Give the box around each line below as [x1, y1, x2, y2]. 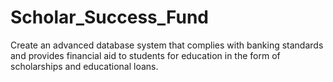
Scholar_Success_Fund [10, 6, 210, 29]
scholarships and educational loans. [10, 60, 159, 72]
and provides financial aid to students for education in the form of [10, 49, 281, 61]
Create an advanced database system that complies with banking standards [10, 39, 324, 51]
